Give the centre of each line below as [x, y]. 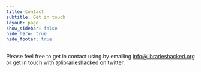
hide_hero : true [26, 34]
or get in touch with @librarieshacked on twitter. [65, 62]
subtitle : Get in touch [36, 17]
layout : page [22, 23]
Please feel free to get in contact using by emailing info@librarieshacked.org [100, 56]
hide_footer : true [29, 39]
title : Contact [25, 12]
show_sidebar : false [32, 28]
